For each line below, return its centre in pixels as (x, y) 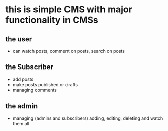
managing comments (35, 90)
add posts (23, 79)
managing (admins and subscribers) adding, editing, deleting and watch (88, 118)
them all (21, 123)
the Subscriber (29, 67)
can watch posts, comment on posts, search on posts (69, 51)
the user (19, 39)
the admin (22, 106)
